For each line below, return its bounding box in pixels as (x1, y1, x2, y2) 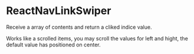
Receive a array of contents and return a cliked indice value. (6, 23, 152, 31)
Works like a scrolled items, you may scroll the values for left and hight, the (6, 35, 189, 42)
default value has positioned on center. (6, 41, 101, 48)
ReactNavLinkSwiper (6, 4, 111, 18)
